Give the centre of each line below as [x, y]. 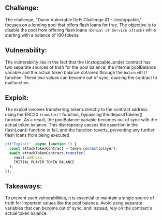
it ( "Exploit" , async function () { [41, 144]
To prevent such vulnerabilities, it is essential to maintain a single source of [80, 198]
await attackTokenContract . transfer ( [47, 153]
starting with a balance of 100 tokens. [42, 35]
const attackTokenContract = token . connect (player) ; [64, 149]
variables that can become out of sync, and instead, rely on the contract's [79, 208]
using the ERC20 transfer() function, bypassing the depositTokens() [74, 115]
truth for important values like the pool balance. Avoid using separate [74, 203]
